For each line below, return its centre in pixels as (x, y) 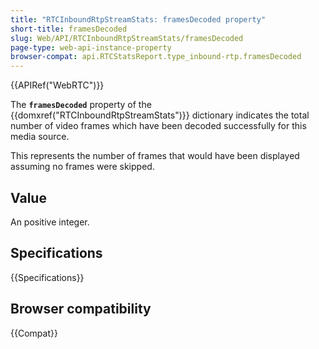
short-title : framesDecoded (69, 29)
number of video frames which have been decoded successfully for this (158, 126)
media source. (40, 137)
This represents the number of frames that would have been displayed (155, 156)
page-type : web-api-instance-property (91, 47)
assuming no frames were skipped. (82, 167)
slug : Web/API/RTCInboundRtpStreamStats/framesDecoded (127, 38)
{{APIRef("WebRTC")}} (57, 85)
